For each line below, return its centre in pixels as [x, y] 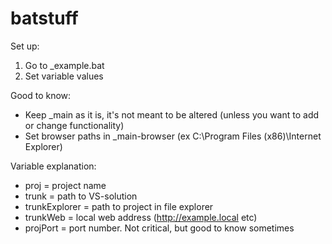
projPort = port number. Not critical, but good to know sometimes [159, 228]
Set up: [25, 46]
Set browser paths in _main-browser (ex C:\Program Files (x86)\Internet [173, 136]
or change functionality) [74, 125]
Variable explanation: [53, 166]
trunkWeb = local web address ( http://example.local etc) [141, 217]
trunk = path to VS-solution [81, 196]
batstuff [44, 18]
